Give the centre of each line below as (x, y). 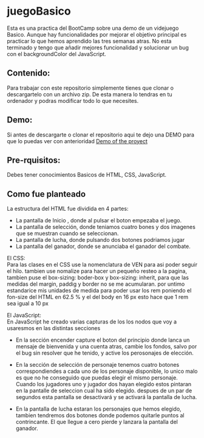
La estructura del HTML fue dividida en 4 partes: (68, 209)
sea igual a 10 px (28, 303)
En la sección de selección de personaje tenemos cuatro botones (97, 365)
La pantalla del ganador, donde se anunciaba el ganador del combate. (103, 246)
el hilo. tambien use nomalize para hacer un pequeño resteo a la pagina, (97, 271)
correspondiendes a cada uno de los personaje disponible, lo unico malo (107, 371)
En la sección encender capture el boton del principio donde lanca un (103, 340)
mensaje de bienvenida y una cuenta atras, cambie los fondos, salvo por (106, 347)
